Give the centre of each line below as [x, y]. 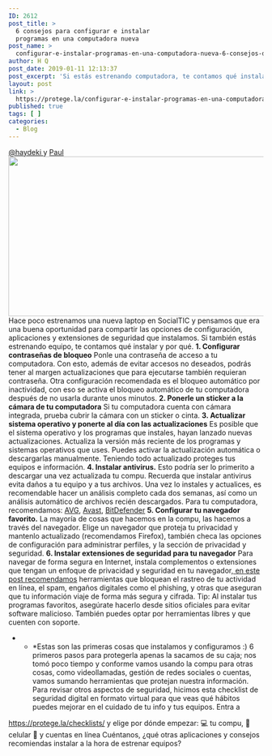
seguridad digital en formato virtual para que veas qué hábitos [136, 698]
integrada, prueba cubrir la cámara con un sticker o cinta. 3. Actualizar [127, 415]
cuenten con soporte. [45, 622]
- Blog [27, 129]
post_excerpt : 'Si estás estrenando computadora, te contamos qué [123, 76]
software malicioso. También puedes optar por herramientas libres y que [130, 613]
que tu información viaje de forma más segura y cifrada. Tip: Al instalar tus [133, 596]
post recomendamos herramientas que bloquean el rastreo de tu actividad [132, 579]
